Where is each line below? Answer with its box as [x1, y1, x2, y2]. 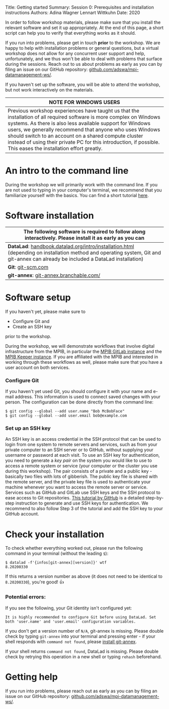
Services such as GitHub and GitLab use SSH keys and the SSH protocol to [5, 489, 161, 495]
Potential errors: [5, 593, 46, 600]
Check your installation [5, 529, 105, 540]
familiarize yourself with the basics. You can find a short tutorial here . [5, 192, 149, 198]
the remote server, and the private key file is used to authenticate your [5, 479, 151, 485]
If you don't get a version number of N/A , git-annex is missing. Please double [5, 628, 164, 634]
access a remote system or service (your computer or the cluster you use [5, 463, 157, 469]
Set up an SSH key [5, 425, 51, 432]
